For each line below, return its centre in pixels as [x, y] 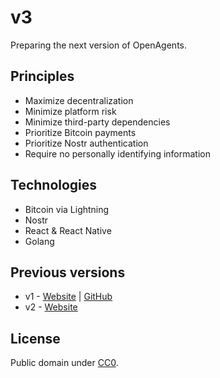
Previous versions [68, 272]
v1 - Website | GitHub [68, 297]
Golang [39, 241]
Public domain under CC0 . [64, 363]
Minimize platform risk [70, 111]
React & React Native [68, 230]
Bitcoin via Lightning [67, 209]
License [35, 338]
